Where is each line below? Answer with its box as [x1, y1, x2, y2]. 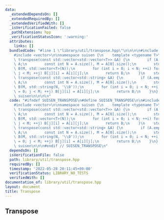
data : [5, 7, 16, 12]
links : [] [14, 44, 34, 48]
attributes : [9, 39, 34, 44]
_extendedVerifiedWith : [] [9, 21, 64, 26]
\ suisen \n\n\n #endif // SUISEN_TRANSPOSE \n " [14, 144, 108, 149]
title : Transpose [5, 189, 41, 194]
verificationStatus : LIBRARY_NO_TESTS [9, 171, 89, 176]
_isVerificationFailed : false [9, 25, 71, 30]
